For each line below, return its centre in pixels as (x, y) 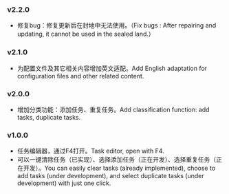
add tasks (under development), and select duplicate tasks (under (110, 176)
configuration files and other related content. (80, 76)
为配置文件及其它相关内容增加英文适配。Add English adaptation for (112, 68)
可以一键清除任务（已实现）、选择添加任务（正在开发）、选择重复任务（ (117, 160)
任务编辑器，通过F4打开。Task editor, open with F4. (91, 151)
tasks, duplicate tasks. (49, 117)
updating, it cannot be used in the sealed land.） (86, 34)
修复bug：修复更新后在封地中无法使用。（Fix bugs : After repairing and (117, 25)
